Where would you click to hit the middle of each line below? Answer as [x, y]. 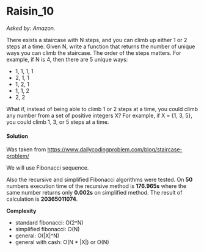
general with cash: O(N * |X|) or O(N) [62, 242]
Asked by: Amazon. [31, 28]
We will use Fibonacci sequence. [48, 168]
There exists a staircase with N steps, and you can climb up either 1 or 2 [97, 40]
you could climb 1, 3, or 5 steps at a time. [58, 122]
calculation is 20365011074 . [42, 199]
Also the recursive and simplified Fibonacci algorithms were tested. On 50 [100, 180]
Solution [17, 136]
